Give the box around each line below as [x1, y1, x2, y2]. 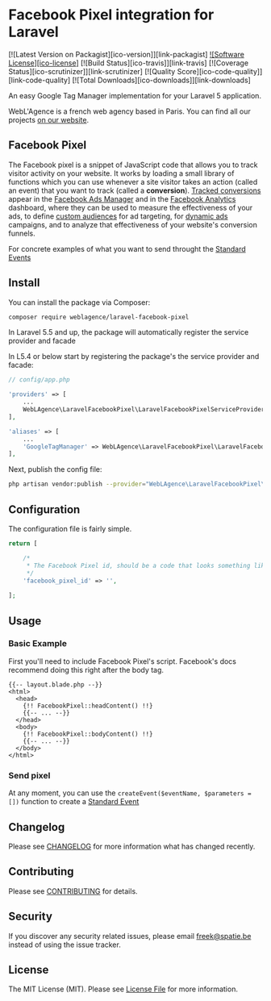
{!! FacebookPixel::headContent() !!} [23, 702, 153, 710]
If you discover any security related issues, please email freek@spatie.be [8, 931, 252, 941]
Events [8, 252, 31, 262]
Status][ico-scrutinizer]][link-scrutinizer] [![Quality [8, 66, 176, 76]
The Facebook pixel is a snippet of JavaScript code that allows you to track [8, 160, 258, 169]
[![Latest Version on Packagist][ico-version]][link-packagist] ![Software [8, 49, 244, 59]
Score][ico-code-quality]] [177, 66, 263, 76]
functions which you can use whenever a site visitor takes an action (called [8, 177, 258, 186]
